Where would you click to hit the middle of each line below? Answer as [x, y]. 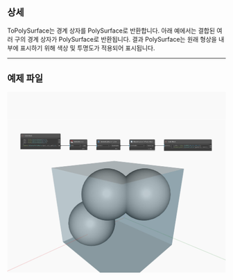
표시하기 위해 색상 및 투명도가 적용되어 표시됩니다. [87, 48]
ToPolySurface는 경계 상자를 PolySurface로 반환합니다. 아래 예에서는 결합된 [111, 31]
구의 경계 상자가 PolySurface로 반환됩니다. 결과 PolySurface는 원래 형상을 [115, 39]
